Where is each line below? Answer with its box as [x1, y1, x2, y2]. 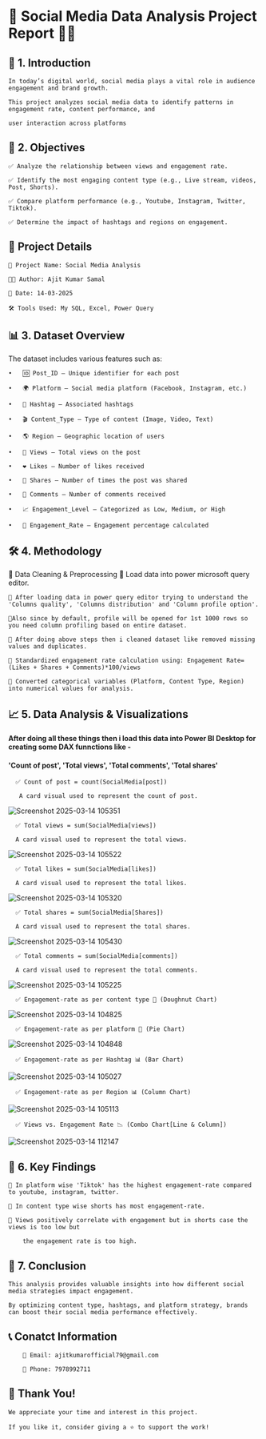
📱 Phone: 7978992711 [22, 1365, 91, 1373]
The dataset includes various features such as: [8, 354, 162, 363]
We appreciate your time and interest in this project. [8, 1408, 198, 1416]
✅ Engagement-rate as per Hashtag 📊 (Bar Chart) [15, 1056, 185, 1064]
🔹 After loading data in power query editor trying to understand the [8, 594, 248, 602]
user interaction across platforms [8, 119, 127, 127]
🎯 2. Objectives [8, 141, 85, 154]
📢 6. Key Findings [8, 1160, 97, 1173]
